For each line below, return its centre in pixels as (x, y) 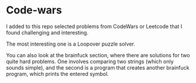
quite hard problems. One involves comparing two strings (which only (90, 61)
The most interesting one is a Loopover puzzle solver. (71, 44)
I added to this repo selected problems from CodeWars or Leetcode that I (94, 26)
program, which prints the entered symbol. (58, 74)
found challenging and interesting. (47, 32)
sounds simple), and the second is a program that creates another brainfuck (98, 67)
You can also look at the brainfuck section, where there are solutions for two (98, 55)
